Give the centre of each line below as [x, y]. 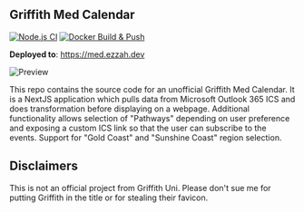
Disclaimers [44, 166]
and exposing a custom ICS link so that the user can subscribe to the [138, 128]
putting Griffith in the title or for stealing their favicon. [109, 198]
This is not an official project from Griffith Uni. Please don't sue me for [140, 188]
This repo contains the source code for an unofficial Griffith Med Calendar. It [152, 89]
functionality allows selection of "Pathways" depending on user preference [150, 118]
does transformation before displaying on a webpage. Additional [129, 109]
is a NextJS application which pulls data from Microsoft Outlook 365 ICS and [152, 99]
